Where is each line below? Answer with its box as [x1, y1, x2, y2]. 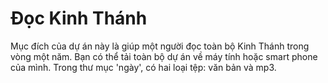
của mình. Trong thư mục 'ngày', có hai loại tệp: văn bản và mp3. [10, 61, 277, 73]
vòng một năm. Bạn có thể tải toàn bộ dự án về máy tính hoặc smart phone [10, 50, 318, 62]
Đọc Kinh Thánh [10, 7, 148, 30]
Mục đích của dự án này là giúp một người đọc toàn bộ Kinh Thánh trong [10, 40, 310, 52]
